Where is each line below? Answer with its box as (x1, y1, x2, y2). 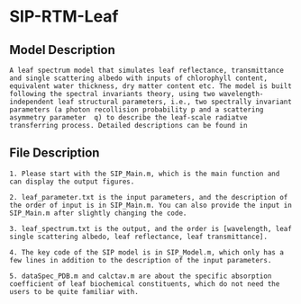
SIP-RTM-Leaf (9, 6, 119, 27)
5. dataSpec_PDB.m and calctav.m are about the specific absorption (9, 272, 272, 281)
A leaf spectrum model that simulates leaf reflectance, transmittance (9, 66, 284, 75)
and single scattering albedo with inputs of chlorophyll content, (9, 74, 269, 83)
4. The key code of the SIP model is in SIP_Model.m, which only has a (9, 247, 284, 257)
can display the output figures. (9, 177, 135, 186)
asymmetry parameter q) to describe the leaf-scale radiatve (9, 113, 248, 122)
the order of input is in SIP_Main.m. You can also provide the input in (9, 201, 293, 210)
